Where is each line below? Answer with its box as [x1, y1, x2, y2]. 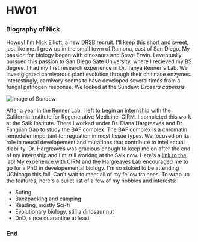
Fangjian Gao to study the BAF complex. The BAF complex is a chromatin [6, 126, 188, 133]
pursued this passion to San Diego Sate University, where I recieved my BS [6, 58, 192, 65]
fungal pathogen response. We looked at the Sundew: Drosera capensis [6, 84, 185, 91]
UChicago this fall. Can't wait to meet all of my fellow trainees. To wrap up [6, 171, 190, 178]
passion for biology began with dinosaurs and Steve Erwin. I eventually [6, 52, 182, 59]
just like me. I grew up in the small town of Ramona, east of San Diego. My [6, 45, 190, 52]
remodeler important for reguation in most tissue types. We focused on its [6, 132, 190, 140]
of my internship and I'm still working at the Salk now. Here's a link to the [6, 152, 187, 159]
